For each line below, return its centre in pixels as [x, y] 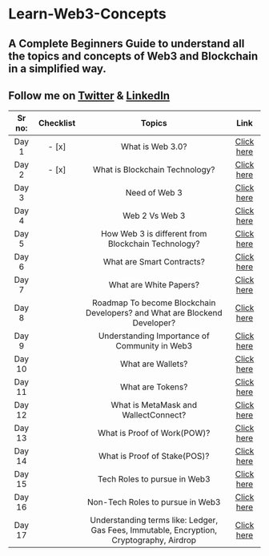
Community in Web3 [154, 346]
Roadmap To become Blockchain [154, 303]
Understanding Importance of [154, 336]
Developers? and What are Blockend [154, 313]
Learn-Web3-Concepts [87, 14]
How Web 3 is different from [154, 234]
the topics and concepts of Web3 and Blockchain [133, 56]
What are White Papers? [154, 285]
